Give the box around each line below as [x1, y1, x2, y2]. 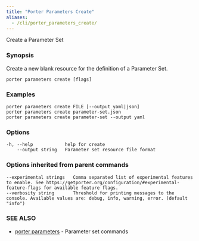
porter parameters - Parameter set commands [14, 228, 129, 235]
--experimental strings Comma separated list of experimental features [6, 174, 194, 180]
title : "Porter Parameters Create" [6, 8, 95, 15]
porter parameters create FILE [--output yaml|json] [6, 103, 140, 109]
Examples [6, 90, 36, 99]
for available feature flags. [43, 185, 119, 191]
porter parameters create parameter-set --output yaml [6, 114, 145, 120]
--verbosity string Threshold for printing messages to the [6, 190, 175, 196]
